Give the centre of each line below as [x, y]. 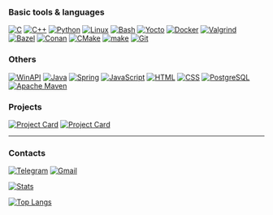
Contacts [27, 153]
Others [22, 59]
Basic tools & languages [57, 12]
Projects [25, 106]
